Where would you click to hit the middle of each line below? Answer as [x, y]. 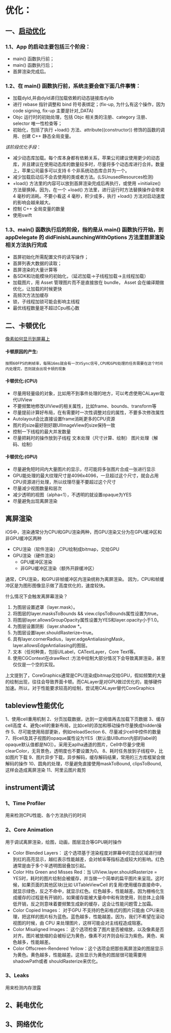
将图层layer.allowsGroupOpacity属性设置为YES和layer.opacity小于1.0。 [87, 619]
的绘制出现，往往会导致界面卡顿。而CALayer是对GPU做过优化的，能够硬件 [84, 682]
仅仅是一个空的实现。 [35, 664]
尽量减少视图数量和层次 [37, 488]
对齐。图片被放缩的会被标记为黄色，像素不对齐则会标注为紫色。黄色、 [86, 936]
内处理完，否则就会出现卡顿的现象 [36, 369]
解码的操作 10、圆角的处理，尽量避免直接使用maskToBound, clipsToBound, [84, 763]
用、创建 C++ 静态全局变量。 [43, 136]
